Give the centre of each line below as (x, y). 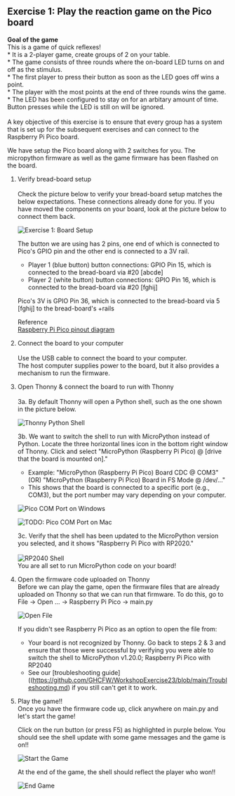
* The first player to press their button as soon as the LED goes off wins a (113, 77)
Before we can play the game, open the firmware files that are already (118, 586)
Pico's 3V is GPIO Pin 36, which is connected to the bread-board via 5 (119, 301)
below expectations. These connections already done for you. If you (116, 201)
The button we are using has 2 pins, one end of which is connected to (118, 244)
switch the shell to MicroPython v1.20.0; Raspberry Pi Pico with (119, 657)
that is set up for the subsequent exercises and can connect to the (103, 129)
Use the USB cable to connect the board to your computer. (102, 358)
